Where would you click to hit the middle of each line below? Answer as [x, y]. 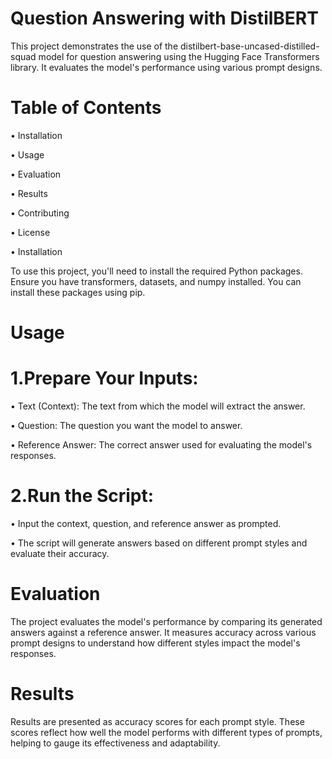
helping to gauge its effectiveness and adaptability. [115, 743]
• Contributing [40, 213]
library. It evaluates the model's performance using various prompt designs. [166, 67]
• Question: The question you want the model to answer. [126, 425]
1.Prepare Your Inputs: [104, 378]
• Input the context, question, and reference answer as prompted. [146, 523]
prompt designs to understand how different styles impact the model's [155, 643]
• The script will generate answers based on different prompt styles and [159, 543]
